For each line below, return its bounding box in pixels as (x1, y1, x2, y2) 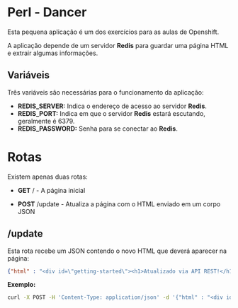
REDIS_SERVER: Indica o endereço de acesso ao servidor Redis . (17, 102, 208, 110)
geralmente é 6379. (17, 117, 75, 125)
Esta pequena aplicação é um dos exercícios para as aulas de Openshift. (7, 28, 220, 36)
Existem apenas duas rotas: (7, 172, 89, 181)
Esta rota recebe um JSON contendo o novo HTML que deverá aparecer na (7, 247, 227, 255)
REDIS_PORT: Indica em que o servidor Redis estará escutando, (17, 109, 205, 117)
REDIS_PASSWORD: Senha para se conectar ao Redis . (17, 124, 178, 133)
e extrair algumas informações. (7, 49, 98, 57)
